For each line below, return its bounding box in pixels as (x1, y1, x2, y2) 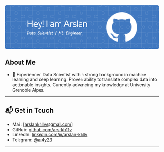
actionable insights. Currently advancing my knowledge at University (12, 81, 151, 88)
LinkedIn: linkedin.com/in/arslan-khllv (12, 132, 88, 138)
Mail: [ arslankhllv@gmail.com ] (12, 121, 73, 127)
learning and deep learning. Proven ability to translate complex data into (12, 76, 157, 82)
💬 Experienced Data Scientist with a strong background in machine (12, 71, 147, 77)
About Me (5, 58, 36, 67)
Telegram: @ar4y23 (12, 137, 53, 143)
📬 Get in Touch (5, 106, 54, 114)
